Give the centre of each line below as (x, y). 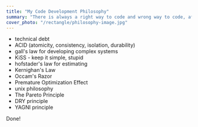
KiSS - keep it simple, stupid (49, 58)
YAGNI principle (34, 107)
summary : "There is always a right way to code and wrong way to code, (96, 17)
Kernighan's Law (35, 70)
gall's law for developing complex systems (66, 52)
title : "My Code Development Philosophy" (58, 11)
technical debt (32, 39)
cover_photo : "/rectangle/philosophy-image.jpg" (67, 22)
